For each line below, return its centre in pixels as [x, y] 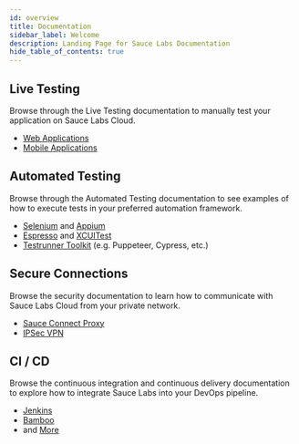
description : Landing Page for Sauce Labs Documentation [120, 43]
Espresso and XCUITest [67, 235]
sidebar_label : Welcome [55, 35]
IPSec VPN [43, 333]
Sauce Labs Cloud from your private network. [95, 305]
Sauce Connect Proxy [63, 323]
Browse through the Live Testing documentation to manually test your [140, 110]
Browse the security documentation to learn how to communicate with [141, 295]
